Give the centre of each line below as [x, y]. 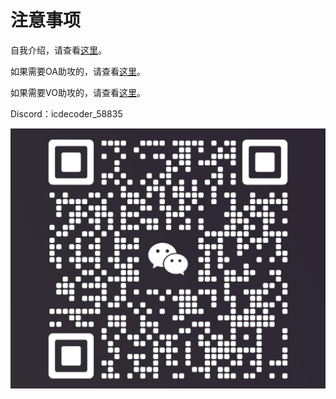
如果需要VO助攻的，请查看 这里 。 [78, 92]
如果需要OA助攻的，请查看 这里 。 [78, 71]
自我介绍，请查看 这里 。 [58, 50]
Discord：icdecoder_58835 [66, 113]
